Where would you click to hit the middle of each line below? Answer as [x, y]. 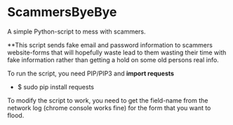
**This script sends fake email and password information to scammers [110, 45]
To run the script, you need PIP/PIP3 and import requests [91, 73]
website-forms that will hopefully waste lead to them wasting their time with [117, 52]
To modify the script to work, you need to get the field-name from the [108, 100]
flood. [16, 115]
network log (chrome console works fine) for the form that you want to [109, 108]
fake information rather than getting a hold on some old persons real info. [113, 59]
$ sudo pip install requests [56, 87]
